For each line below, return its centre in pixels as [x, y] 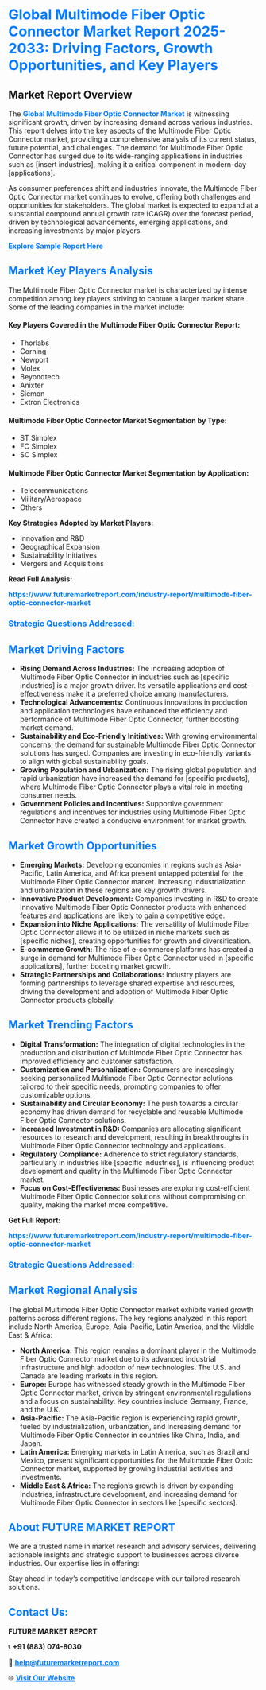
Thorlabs [35, 343]
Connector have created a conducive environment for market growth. [133, 821]
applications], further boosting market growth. [95, 966]
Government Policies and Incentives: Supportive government [121, 804]
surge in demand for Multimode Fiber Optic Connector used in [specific [137, 958]
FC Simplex [39, 446]
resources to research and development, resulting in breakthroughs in [134, 1137]
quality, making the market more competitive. [94, 1204]
